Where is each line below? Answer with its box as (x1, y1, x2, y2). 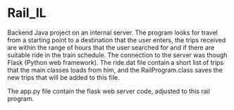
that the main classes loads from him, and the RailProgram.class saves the (7, 66, 223, 74)
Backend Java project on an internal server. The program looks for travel (7, 28, 218, 37)
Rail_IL (7, 5, 47, 21)
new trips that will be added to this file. (7, 73, 120, 82)
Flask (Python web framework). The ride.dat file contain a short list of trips (7, 58, 224, 66)
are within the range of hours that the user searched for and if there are (7, 43, 215, 51)
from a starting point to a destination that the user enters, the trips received (7, 35, 226, 44)
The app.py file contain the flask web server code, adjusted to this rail (7, 87, 210, 95)
